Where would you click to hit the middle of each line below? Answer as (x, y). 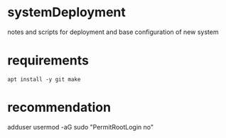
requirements (48, 61)
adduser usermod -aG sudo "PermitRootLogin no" (81, 127)
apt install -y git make (44, 79)
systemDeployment (67, 12)
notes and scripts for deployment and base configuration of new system (113, 32)
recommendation (59, 108)
